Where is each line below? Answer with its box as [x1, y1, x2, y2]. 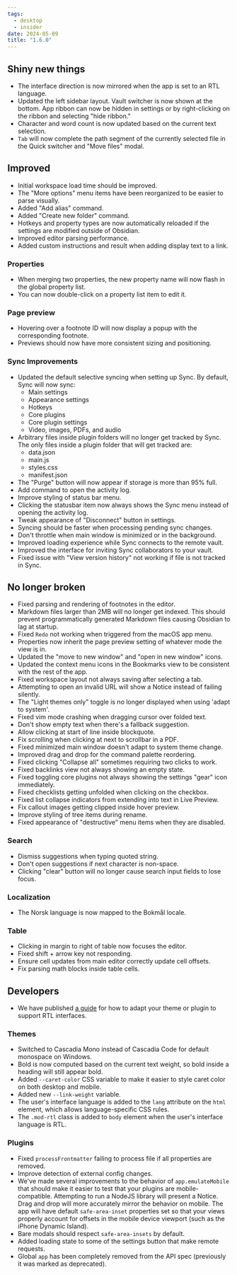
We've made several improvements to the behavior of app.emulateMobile [17, 1177, 230, 1185]
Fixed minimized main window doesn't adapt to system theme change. [17, 743, 224, 751]
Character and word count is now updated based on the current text [17, 119, 217, 127]
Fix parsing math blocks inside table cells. [17, 964, 140, 973]
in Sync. [17, 561, 42, 569]
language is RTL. [17, 1120, 67, 1129]
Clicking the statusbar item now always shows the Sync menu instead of [17, 501, 229, 509]
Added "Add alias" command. [17, 203, 104, 212]
